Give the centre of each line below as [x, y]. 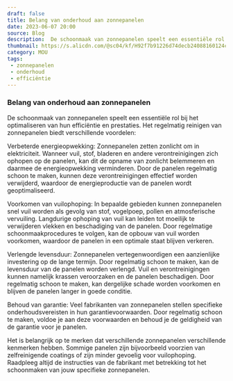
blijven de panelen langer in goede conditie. [70, 291]
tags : [15, 59]
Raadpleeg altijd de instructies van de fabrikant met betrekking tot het [107, 362]
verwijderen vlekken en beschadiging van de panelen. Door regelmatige [110, 226]
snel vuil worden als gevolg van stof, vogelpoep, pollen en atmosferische [111, 211]
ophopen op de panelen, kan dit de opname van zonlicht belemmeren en [111, 161]
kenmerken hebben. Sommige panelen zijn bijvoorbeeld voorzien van [106, 348]
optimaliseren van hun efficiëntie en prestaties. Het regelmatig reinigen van [114, 125]
